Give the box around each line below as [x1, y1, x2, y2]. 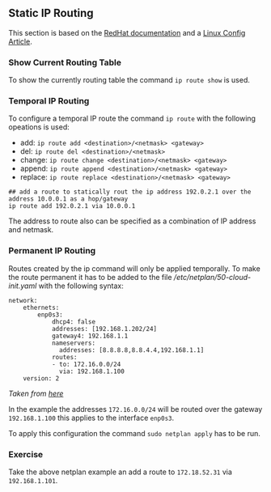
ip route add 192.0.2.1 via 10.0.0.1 [8, 202, 136, 210]
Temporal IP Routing [8, 95, 90, 107]
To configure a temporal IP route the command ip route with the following [8, 113, 256, 124]
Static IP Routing [8, 6, 95, 20]
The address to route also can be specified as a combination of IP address [8, 216, 256, 226]
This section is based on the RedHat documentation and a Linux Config [8, 28, 246, 37]
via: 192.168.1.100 [59, 367, 125, 375]
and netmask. [8, 225, 54, 235]
